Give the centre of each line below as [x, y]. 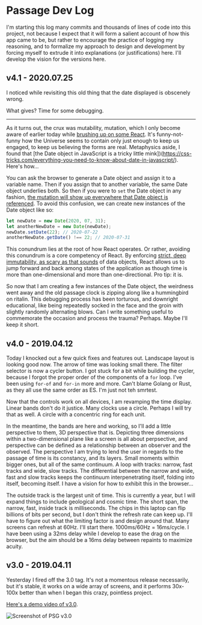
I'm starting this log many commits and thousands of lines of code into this [99, 27]
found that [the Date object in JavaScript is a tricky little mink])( [85, 153]
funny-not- [170, 134]
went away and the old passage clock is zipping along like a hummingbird [97, 293]
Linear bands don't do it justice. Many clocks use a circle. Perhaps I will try [99, 408]
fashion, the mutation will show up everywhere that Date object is [87, 197]
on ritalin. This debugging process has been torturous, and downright [92, 299]
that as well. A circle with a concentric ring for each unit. [76, 414]
